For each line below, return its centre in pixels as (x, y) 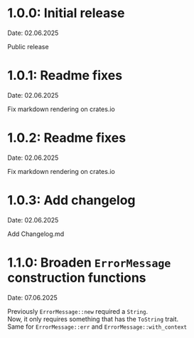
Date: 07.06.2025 (33, 297)
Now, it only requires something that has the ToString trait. (93, 319)
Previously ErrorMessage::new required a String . (78, 311)
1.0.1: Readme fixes (65, 76)
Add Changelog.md (36, 234)
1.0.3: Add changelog (72, 200)
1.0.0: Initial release (66, 13)
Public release (28, 46)
